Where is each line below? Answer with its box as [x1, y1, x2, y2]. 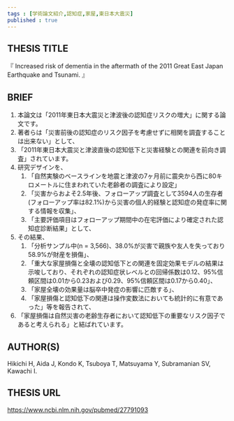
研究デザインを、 [17, 163, 67, 172]
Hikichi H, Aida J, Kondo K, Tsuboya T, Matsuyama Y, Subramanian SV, [7, 359, 211, 367]
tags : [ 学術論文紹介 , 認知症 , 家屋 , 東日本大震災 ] [7, 10, 134, 17]
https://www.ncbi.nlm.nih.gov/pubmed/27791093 [7, 406, 149, 414]
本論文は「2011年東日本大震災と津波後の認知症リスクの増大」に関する [17, 111, 220, 119]
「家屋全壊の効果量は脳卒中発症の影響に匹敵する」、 [27, 286, 178, 294]
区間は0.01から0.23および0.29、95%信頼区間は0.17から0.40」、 [34, 276, 217, 285]
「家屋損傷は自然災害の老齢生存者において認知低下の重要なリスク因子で [17, 311, 226, 320]
